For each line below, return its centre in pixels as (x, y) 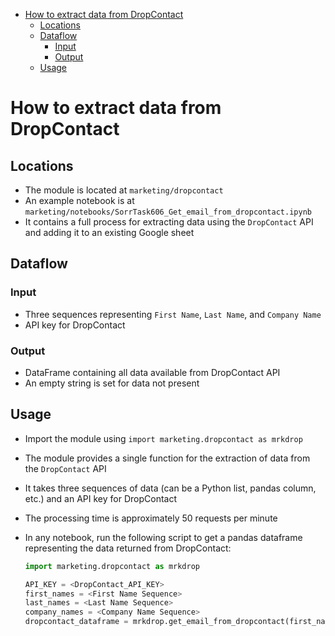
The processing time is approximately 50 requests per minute (151, 518)
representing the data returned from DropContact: (128, 548)
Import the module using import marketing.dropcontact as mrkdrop (163, 438)
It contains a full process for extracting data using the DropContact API (169, 222)
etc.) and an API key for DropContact (101, 498)
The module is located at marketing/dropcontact (124, 190)
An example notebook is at (79, 200)
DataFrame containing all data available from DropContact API (152, 372)
